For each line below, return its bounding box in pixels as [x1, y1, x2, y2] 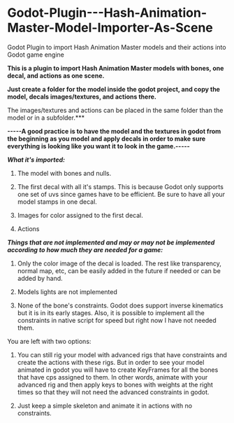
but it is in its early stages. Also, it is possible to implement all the [17, 308, 205, 317]
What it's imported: [7, 155, 65, 164]
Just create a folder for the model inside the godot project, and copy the [7, 85, 220, 93]
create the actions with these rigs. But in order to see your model [17, 358, 205, 366]
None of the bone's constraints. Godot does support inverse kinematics [17, 301, 224, 310]
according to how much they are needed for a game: [7, 245, 163, 254]
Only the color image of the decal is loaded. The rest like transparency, [17, 259, 222, 268]
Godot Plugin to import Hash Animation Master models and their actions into [7, 43, 226, 51]
